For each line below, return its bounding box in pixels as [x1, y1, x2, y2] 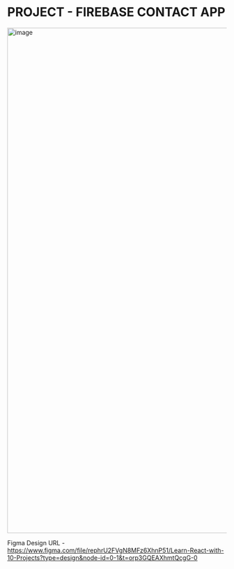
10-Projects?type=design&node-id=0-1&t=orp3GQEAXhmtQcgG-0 [7, 553, 198, 562]
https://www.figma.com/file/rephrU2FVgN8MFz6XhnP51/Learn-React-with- [7, 546, 224, 554]
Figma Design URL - [7, 538, 65, 547]
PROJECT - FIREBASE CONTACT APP [7, 4, 226, 20]
